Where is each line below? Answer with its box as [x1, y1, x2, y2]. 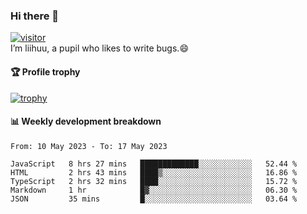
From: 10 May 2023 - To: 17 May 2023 [10, 141, 168, 151]
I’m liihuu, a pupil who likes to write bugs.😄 [10, 42, 189, 54]
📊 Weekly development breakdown [10, 115, 162, 128]
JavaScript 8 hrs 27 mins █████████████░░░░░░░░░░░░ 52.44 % [10, 159, 298, 169]
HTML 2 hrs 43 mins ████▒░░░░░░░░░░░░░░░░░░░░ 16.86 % [10, 167, 298, 178]
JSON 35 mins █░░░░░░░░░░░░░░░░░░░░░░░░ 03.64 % [10, 194, 298, 204]
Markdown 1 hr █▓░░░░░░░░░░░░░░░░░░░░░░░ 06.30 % [10, 185, 298, 195]
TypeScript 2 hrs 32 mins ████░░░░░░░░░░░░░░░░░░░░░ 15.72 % [10, 176, 298, 186]
